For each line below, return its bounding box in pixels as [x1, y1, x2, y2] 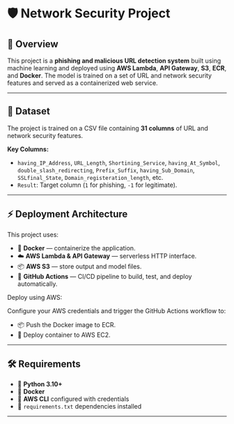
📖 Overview [7, 38, 58, 50]
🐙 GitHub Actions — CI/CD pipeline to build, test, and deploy [17, 272, 192, 280]
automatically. [17, 280, 58, 288]
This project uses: [7, 230, 59, 238]
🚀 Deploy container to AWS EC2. [17, 331, 111, 339]
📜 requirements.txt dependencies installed [17, 402, 142, 411]
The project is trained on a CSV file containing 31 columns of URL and [7, 123, 209, 132]
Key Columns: [7, 144, 49, 153]
